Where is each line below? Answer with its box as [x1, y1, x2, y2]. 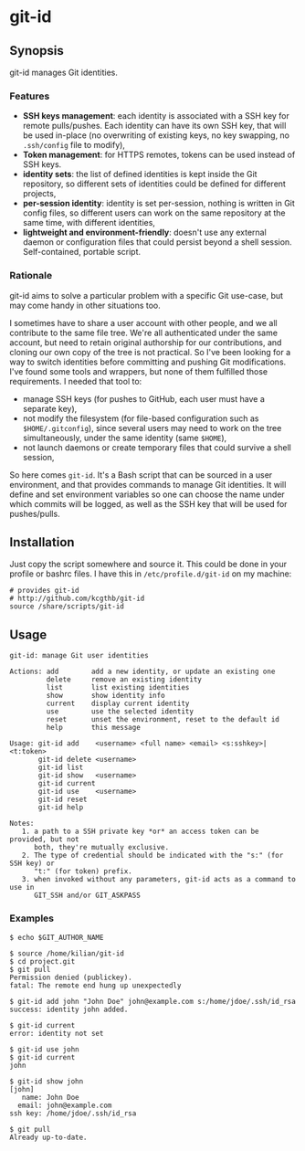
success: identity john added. [9, 1005, 129, 1014]
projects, [22, 188, 57, 199]
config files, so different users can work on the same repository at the [22, 207, 286, 218]
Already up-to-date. [9, 1133, 89, 1142]
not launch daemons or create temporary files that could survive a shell [22, 441, 292, 453]
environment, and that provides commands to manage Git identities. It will [9, 479, 287, 490]
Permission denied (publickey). [9, 973, 132, 982]
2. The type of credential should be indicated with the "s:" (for [21, 851, 284, 861]
